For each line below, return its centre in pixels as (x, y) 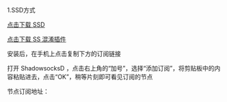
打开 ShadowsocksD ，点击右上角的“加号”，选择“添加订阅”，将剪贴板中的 (111, 68)
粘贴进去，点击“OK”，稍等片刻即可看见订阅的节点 (83, 77)
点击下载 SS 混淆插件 (37, 39)
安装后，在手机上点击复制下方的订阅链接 (64, 54)
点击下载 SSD (26, 25)
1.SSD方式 (21, 10)
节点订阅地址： (28, 91)
